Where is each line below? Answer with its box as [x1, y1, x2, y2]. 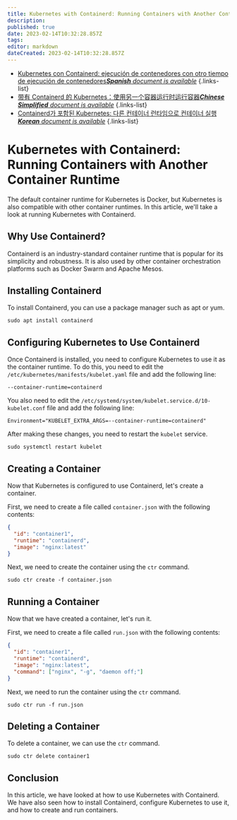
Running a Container [7, 595, 100, 608]
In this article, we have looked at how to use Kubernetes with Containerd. [7, 791, 220, 799]
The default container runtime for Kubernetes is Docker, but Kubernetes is [7, 195, 222, 204]
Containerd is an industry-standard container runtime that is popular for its [7, 249, 224, 258]
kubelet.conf [7, 405, 46, 412]
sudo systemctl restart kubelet [7, 443, 102, 451]
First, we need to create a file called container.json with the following [7, 503, 210, 511]
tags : [7, 37, 23, 44]
